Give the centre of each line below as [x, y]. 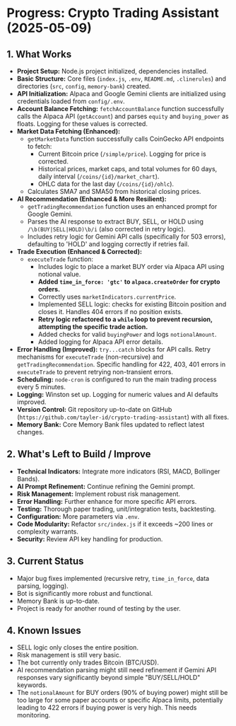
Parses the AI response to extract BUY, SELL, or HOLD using [116, 221]
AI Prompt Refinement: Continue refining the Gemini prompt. [106, 486]
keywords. [32, 685]
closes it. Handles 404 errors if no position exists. [110, 312]
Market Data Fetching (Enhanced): [69, 131]
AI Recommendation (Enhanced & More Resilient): [92, 199]
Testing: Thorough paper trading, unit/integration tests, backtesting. [116, 509]
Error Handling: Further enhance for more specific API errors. [107, 501]
